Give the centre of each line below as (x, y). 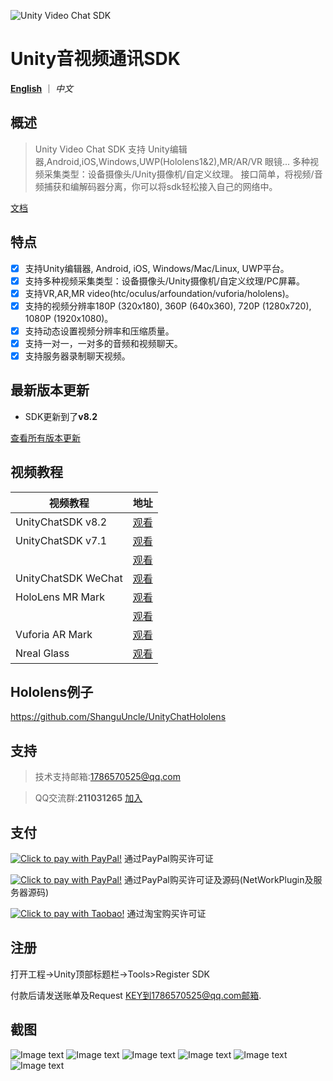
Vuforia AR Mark (54, 634)
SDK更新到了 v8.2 (61, 416)
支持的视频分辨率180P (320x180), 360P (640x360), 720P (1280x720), (168, 306)
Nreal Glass (42, 653)
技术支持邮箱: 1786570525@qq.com (107, 777)
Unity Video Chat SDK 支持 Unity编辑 (111, 149)
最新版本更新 (50, 390)
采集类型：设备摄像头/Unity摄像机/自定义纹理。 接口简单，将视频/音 (183, 174)
